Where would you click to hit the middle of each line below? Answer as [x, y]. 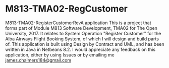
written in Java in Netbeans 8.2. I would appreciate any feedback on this [80, 49]
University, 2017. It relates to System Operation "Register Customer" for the [83, 33]
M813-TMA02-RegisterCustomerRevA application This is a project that [78, 23]
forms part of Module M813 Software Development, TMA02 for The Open [81, 28]
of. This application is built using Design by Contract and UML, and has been [85, 44]
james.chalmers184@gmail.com [38, 60]
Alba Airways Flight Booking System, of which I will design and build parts [82, 39]
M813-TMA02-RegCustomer [66, 9]
